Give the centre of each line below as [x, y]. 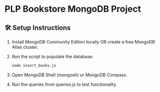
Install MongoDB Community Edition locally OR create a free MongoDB [83, 42]
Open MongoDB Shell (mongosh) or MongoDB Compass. [69, 75]
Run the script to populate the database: [52, 57]
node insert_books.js [34, 66]
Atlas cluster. [25, 47]
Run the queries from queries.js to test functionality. [64, 84]
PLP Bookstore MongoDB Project [73, 9]
